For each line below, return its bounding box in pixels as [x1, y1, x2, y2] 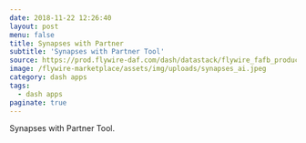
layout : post [9, 22, 59, 31]
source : [9, 56, 39, 65]
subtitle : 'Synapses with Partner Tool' [9, 47, 166, 56]
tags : [9, 81, 30, 90]
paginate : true [9, 97, 67, 107]
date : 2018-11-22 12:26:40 [9, 13, 112, 23]
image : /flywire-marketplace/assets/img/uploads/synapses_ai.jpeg [9, 65, 267, 74]
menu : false [9, 30, 55, 39]
